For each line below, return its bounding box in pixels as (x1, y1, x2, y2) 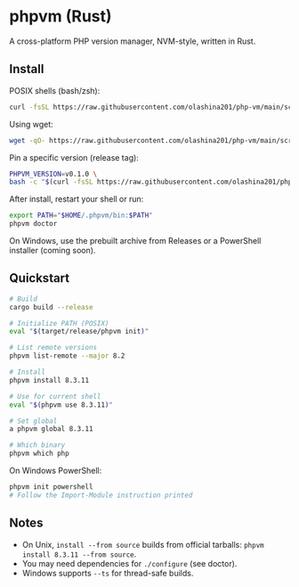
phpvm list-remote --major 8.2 (9, 351, 125, 360)
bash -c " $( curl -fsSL (9, 178, 93, 186)
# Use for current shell (9, 392, 101, 401)
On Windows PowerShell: (9, 466, 102, 476)
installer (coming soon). (9, 245, 96, 255)
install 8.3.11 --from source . (21, 549, 137, 559)
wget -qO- (9, 136, 46, 145)
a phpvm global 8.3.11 (9, 425, 93, 434)
